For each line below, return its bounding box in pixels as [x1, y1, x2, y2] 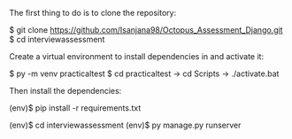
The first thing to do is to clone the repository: [9, 8, 177, 18]
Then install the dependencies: [9, 86, 122, 96]
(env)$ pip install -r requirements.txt [9, 103, 142, 113]
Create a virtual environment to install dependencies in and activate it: [9, 51, 264, 61]
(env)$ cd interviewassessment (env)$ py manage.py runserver [9, 120, 242, 130]
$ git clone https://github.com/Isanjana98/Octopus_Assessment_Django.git [9, 25, 283, 35]
